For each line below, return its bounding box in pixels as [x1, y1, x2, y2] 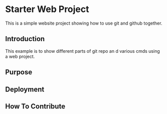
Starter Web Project [5, 4, 89, 15]
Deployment [5, 85, 45, 93]
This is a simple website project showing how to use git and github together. [5, 20, 162, 26]
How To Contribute [5, 102, 66, 110]
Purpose [5, 68, 33, 76]
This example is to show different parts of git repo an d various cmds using [5, 48, 160, 54]
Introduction [5, 35, 45, 43]
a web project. [5, 53, 35, 59]
